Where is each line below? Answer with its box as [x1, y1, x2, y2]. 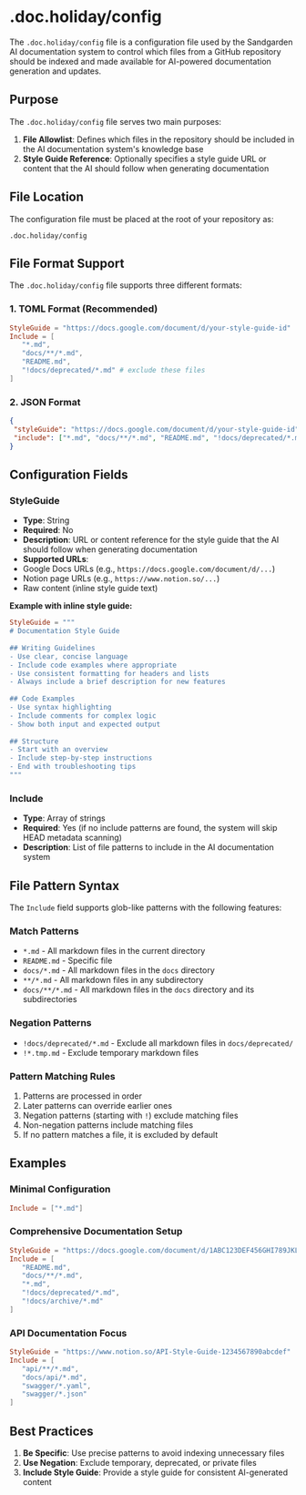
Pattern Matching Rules [9, 1070, 116, 1082]
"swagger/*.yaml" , [21, 1381, 92, 1390]
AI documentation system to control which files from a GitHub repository [9, 46, 281, 56]
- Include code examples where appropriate [9, 660, 178, 670]
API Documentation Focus [9, 1326, 127, 1339]
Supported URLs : [22, 554, 89, 565]
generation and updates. [9, 66, 102, 77]
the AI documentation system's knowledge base [22, 143, 204, 154]
